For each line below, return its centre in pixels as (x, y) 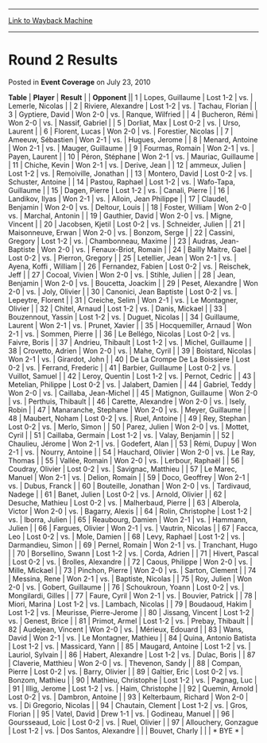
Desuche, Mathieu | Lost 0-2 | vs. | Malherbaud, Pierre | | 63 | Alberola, (124, 502)
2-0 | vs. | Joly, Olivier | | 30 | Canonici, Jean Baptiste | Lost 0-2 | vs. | (123, 292)
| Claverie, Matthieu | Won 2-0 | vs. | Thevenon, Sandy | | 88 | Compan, (125, 663)
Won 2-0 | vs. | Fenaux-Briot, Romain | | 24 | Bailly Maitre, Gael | (146, 249)
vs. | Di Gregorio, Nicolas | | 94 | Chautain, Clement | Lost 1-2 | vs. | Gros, (128, 705)
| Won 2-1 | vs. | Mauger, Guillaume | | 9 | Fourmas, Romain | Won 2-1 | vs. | (131, 148)
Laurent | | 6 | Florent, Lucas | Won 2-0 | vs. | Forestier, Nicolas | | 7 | (121, 131)
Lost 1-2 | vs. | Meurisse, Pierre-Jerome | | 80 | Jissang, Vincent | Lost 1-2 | (131, 612)
